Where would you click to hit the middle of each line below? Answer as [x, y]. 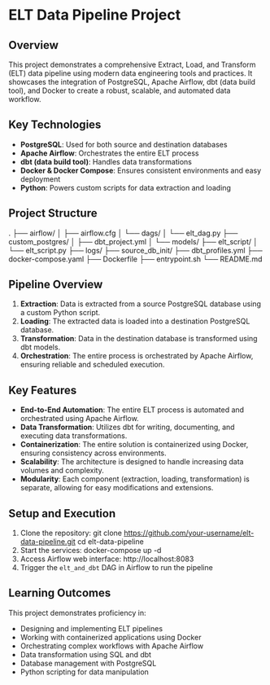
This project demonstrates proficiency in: [77, 613]
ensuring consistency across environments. [93, 453]
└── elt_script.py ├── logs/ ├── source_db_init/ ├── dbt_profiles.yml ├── [135, 250]
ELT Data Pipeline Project [95, 15]
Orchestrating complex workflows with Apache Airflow [112, 646]
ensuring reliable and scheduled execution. [92, 365]
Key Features [43, 390]
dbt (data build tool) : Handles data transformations [106, 161]
